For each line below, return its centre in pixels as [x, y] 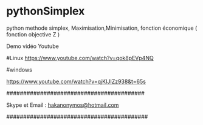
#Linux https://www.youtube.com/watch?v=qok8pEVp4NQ [80, 58]
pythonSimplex [46, 11]
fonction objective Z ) [33, 34]
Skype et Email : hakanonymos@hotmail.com [63, 105]
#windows [19, 69]
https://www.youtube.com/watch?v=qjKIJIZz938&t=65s [76, 81]
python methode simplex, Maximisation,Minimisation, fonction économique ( [102, 28]
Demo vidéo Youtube [33, 46]
